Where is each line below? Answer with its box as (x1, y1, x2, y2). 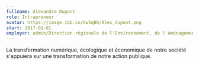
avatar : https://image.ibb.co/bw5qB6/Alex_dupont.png (6, 19, 142, 25)
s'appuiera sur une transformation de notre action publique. (6, 53, 152, 60)
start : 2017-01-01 (6, 25, 52, 31)
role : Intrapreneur (6, 14, 54, 20)
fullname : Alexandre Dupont (6, 8, 76, 15)
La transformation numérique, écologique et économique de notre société (6, 46, 187, 53)
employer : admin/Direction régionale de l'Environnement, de (6, 30, 161, 36)
